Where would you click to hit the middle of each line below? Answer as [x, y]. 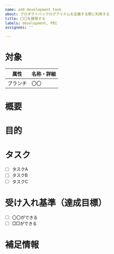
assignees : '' [19, 28]
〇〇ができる [25, 217]
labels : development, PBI [31, 23]
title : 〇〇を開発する [25, 18]
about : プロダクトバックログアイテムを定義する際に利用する [57, 14]
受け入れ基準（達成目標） [56, 203]
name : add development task [33, 9]
